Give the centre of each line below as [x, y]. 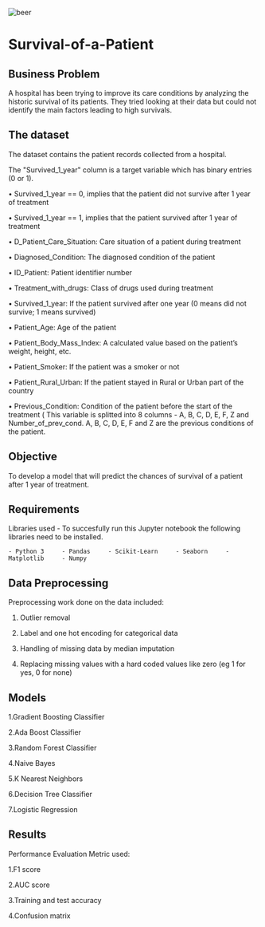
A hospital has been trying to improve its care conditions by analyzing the [129, 93]
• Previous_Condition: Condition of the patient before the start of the [121, 406]
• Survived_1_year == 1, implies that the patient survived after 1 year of [123, 217]
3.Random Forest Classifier [53, 748]
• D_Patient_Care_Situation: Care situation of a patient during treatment [125, 241]
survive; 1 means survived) [52, 312]
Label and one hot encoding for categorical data [99, 633]
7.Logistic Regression [43, 810]
